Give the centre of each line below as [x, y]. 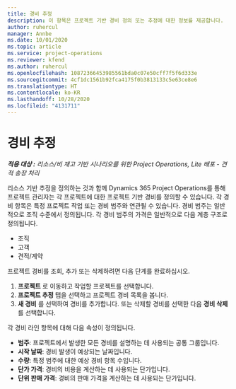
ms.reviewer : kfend [36, 60]
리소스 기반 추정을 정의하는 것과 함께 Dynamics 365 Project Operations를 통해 [117, 187]
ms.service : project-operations [55, 54]
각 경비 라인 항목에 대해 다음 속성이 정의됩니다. [71, 327]
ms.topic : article [34, 47]
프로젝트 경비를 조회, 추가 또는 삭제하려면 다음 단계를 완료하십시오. [99, 271]
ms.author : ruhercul [38, 66]
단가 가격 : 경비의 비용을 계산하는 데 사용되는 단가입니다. [94, 369]
